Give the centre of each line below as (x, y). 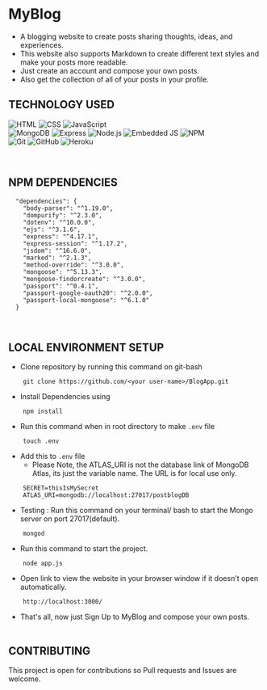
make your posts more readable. (74, 62)
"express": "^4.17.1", (61, 236)
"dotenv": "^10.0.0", (59, 222)
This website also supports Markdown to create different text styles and (140, 53)
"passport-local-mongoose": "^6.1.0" (86, 300)
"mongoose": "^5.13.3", (63, 271)
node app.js (43, 564)
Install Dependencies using (65, 397)
